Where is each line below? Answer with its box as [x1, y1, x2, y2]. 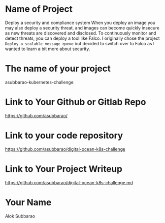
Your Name [5, 196, 52, 208]
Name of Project [5, 3, 73, 15]
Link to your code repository [5, 130, 123, 141]
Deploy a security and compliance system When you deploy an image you [5, 20, 156, 26]
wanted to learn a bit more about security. [5, 46, 90, 52]
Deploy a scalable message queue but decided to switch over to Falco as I [5, 40, 155, 46]
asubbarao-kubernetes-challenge [5, 79, 74, 85]
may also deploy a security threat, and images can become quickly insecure [5, 25, 160, 30]
